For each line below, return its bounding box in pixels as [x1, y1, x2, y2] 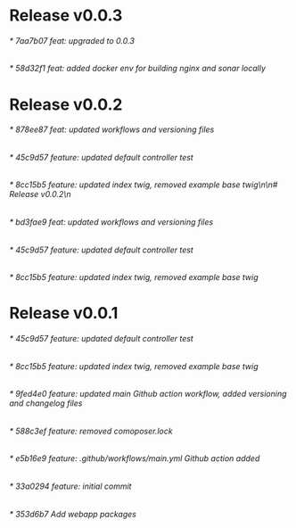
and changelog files [9, 398, 83, 408]
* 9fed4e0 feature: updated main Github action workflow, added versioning [9, 389, 287, 400]
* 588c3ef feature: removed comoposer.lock [9, 425, 173, 436]
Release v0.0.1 [9, 303, 119, 324]
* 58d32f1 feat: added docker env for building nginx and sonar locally [9, 63, 266, 74]
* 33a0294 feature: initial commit [9, 481, 132, 491]
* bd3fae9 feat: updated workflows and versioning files [9, 217, 214, 227]
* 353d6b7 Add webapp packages [9, 508, 136, 519]
